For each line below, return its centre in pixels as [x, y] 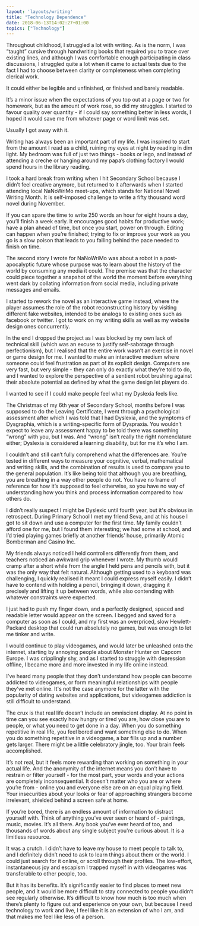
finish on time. [23, 246]
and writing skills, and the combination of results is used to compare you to [98, 467]
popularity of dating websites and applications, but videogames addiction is [99, 695]
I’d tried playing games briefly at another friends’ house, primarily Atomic [95, 536]
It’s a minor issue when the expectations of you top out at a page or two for [98, 100]
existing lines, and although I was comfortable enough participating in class [99, 58]
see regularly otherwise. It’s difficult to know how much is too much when [96, 898]
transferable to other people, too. [47, 874]
